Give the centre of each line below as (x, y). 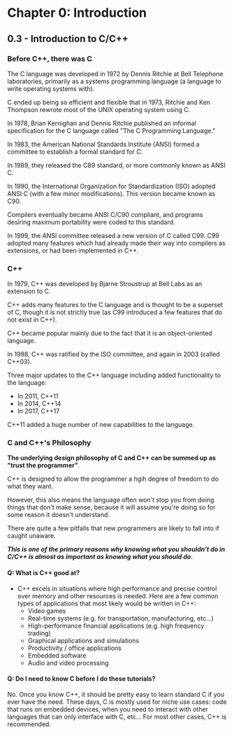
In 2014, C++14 (39, 404)
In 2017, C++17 (38, 411)
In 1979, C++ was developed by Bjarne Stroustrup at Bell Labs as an (105, 284)
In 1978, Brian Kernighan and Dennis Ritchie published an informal (102, 123)
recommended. (29, 724)
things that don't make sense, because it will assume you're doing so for (111, 507)
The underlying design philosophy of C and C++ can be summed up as (112, 458)
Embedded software (57, 655)
